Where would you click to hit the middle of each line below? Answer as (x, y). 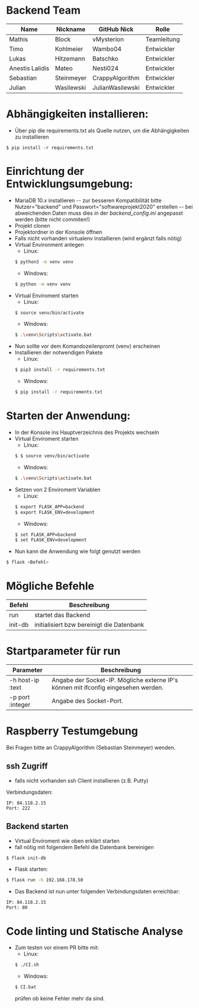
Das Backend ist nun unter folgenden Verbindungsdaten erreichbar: (97, 891)
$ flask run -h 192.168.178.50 (45, 880)
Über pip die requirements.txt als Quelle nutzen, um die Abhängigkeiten (102, 130)
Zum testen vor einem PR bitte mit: (57, 948)
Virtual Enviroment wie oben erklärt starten (67, 841)
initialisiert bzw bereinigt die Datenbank (89, 625)
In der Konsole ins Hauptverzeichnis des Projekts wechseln (87, 432)
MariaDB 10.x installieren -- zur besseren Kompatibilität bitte (88, 200)
